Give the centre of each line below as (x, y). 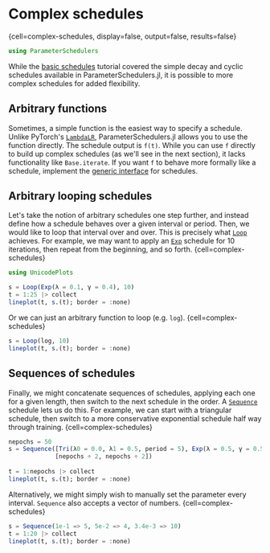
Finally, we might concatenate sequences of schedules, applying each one (132, 393)
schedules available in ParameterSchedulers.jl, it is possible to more (121, 75)
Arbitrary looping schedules (80, 197)
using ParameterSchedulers (53, 51)
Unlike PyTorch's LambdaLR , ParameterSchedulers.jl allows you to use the (128, 137)
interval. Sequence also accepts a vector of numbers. (94, 502)
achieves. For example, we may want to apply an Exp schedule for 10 (122, 241)
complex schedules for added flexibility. (74, 83)
